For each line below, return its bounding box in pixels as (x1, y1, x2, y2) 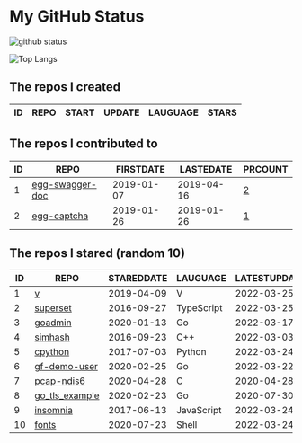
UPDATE (102, 106, 140, 119)
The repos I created (9, 79, 121, 95)
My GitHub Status (9, 6, 145, 27)
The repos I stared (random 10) (9, 245, 186, 261)
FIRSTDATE (115, 163, 165, 175)
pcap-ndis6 (34, 375, 85, 387)
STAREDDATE (108, 272, 168, 285)
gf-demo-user (34, 360, 99, 373)
